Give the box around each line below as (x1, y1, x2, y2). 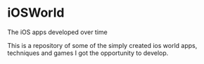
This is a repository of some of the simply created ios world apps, (7, 41, 198, 49)
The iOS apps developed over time (7, 28, 108, 36)
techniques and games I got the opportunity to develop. (7, 49, 169, 57)
